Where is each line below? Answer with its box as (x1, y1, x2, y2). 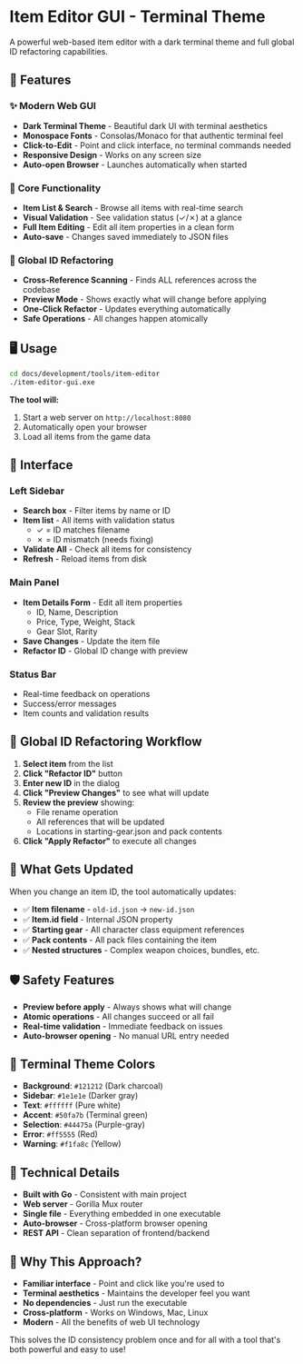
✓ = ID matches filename (35, 524, 130, 535)
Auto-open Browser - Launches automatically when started (22, 159, 248, 170)
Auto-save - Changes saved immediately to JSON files (22, 231, 229, 242)
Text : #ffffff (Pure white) (22, 1100, 121, 1110)
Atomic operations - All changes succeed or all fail (22, 1011, 215, 1021)
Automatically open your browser (22, 421, 148, 433)
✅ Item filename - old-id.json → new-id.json (22, 903, 195, 914)
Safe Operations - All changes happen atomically (22, 314, 209, 324)
